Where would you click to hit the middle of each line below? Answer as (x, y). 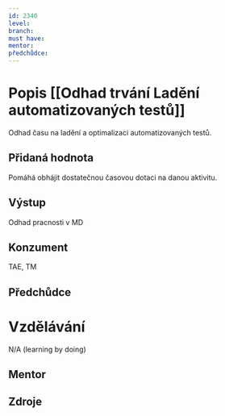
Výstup (27, 203)
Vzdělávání (47, 327)
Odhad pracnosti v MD (46, 222)
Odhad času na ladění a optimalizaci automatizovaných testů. (110, 132)
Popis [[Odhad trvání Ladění (104, 93)
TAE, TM (23, 267)
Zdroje (25, 402)
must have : (27, 38)
